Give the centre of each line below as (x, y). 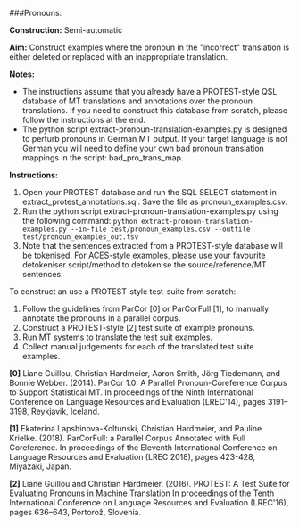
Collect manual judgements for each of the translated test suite (138, 346)
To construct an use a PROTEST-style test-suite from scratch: (123, 292)
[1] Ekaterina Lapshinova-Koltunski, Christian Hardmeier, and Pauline (136, 428)
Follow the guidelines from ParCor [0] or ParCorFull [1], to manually (145, 308)
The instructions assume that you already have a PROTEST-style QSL (149, 91)
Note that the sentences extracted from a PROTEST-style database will (153, 246)
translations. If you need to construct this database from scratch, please (155, 110)
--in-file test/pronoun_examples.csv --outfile (160, 229)
